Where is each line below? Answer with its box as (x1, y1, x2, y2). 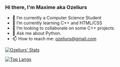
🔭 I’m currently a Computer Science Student (12, 15, 102, 21)
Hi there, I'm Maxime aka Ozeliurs (5, 4, 88, 11)
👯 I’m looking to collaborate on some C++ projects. (12, 25, 116, 31)
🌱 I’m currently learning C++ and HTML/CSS (12, 20, 102, 26)
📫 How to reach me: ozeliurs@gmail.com (12, 36, 97, 42)
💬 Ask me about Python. (12, 31, 61, 36)
